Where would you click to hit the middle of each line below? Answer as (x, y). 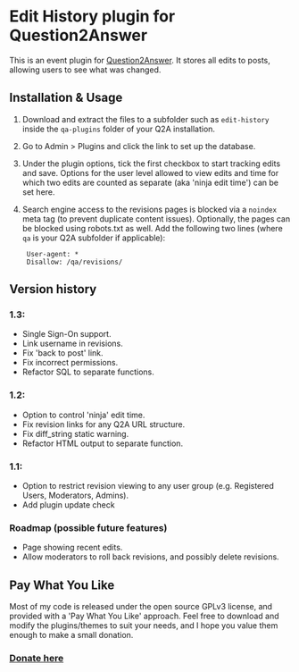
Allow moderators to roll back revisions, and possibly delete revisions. (150, 557)
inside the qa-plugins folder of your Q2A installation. (119, 129)
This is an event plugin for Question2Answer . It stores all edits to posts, (140, 60)
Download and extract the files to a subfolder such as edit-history (145, 119)
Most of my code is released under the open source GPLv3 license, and (141, 607)
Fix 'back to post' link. (63, 353)
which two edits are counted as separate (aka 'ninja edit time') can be (150, 182)
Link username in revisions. (72, 344)
